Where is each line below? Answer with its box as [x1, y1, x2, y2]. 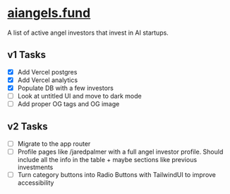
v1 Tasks [7, 49, 46, 61]
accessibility [17, 178, 54, 187]
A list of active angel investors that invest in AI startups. [7, 28, 169, 37]
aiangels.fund [7, 5, 91, 21]
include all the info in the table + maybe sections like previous [17, 156, 198, 164]
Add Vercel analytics [17, 76, 78, 84]
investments [17, 163, 54, 171]
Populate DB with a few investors [17, 84, 114, 92]
